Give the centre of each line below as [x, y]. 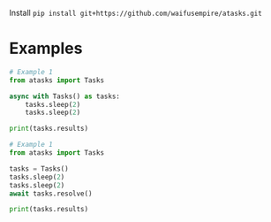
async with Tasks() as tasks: [65, 96]
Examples [46, 49]
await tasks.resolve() [51, 194]
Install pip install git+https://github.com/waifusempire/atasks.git [135, 13]
